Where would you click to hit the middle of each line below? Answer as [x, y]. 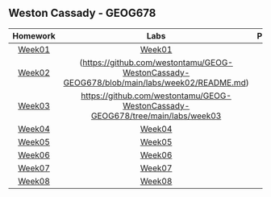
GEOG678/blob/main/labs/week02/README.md [154, 82]
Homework [34, 35]
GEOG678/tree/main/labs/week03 [156, 116]
